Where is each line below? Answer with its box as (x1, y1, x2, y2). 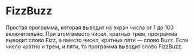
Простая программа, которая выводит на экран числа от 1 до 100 (5, 24, 174, 31)
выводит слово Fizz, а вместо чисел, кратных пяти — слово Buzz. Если (5, 36, 189, 43)
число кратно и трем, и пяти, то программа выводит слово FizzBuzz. (5, 43, 183, 50)
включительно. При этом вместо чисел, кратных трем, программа (5, 30, 177, 37)
